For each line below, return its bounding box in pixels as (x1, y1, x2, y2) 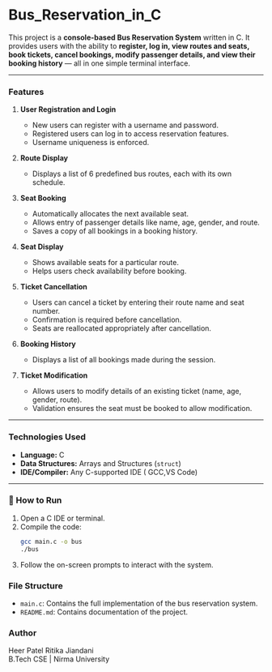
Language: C (19, 450, 65, 460)
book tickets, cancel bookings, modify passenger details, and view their (8, 49, 256, 59)
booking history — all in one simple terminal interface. (8, 58, 190, 68)
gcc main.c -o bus (19, 537, 83, 546)
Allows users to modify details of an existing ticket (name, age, (32, 387, 242, 396)
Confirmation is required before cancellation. (32, 315, 182, 325)
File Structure (8, 580, 63, 591)
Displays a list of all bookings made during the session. (32, 355, 216, 365)
